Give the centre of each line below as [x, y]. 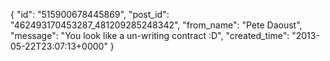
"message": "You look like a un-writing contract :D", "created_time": [150, 35]
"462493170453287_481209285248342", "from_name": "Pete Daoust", [156, 25]
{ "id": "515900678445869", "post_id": [90, 14]
